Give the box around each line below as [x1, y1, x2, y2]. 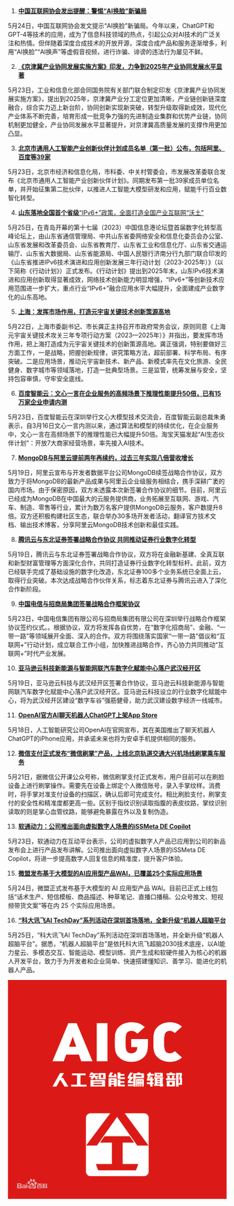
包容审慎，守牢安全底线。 [13, 375, 87, 383]
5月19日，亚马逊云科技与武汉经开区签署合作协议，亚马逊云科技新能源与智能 [8, 679, 225, 687]
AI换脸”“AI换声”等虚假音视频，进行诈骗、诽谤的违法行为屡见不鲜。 [17, 48, 207, 56]
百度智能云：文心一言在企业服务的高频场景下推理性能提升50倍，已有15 [17, 389, 222, 397]
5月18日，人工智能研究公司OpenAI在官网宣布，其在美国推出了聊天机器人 [8, 726, 216, 734]
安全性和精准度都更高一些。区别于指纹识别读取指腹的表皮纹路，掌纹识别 [19, 799, 227, 807]
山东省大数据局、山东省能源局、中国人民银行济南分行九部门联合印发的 [26, 250, 227, 257]
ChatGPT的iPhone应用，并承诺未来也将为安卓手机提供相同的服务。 [8, 734, 200, 743]
